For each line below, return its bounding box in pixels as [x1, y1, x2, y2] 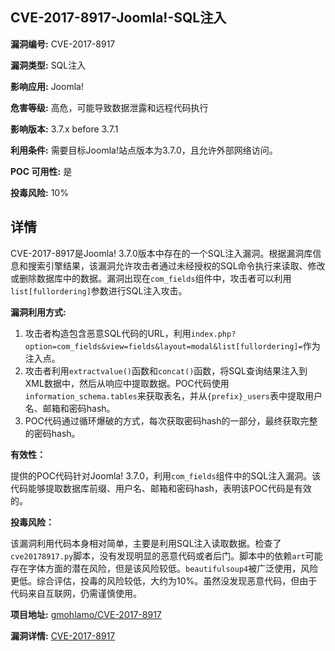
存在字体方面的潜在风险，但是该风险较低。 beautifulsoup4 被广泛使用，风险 [10, 562, 319, 574]
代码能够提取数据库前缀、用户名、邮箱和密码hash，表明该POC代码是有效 [10, 482, 312, 494]
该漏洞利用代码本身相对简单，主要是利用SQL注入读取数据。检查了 [10, 537, 282, 549]
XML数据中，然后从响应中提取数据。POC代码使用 [24, 377, 230, 389]
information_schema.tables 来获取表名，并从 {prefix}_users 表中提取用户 [24, 389, 323, 402]
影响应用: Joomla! [10, 80, 84, 92]
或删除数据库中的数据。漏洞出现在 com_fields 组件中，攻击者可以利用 [10, 272, 292, 284]
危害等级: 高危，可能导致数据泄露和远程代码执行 [10, 101, 209, 113]
